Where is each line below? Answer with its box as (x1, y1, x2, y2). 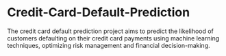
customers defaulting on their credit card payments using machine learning (7, 34, 220, 42)
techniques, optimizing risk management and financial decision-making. (7, 41, 210, 49)
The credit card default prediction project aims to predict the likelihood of (7, 27, 214, 35)
